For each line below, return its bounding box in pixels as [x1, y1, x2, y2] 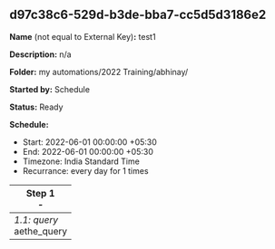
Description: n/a [9, 49, 72, 60]
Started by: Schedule [9, 83, 91, 94]
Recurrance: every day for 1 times [22, 165, 149, 176]
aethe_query [14, 225, 68, 237]
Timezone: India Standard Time [22, 156, 141, 167]
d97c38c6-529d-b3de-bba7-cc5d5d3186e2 [9, 7, 267, 23]
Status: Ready [9, 101, 64, 112]
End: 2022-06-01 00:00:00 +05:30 [22, 146, 154, 157]
